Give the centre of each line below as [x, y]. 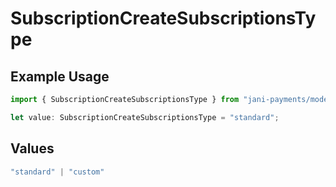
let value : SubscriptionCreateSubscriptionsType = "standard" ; [145, 117]
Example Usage [60, 76]
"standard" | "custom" [57, 172]
